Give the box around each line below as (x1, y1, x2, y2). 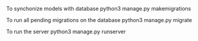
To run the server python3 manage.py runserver (6, 28, 126, 35)
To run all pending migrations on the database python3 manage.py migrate (6, 17, 192, 23)
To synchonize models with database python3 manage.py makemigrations (6, 5, 191, 12)
